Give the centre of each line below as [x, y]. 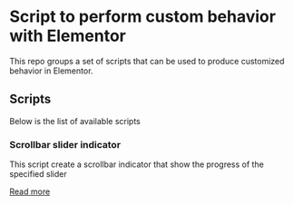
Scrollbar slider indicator [65, 144]
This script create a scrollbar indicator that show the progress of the [137, 164]
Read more [30, 191]
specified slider [38, 174]
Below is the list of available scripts [75, 121]
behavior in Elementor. [51, 71]
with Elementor [68, 36]
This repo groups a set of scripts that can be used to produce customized [147, 61]
